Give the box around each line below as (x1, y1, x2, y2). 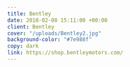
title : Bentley (7, 10, 52, 17)
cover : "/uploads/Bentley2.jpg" (7, 29, 101, 37)
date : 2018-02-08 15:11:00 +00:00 (7, 17, 108, 24)
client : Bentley (7, 23, 55, 30)
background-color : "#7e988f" (7, 36, 92, 43)
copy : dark (7, 43, 39, 50)
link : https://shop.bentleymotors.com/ (7, 50, 124, 57)
